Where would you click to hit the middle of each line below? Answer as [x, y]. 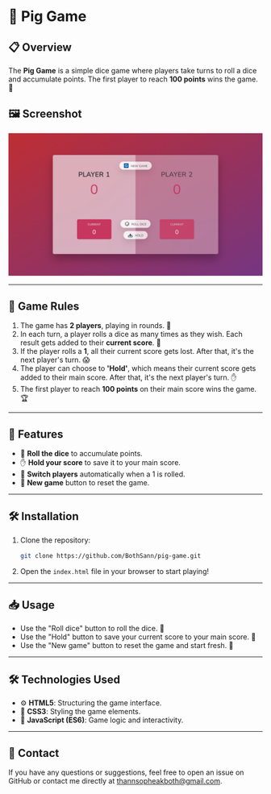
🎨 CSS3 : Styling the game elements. [80, 712]
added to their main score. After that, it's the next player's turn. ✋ [129, 377]
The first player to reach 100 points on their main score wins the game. [138, 389]
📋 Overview [40, 47]
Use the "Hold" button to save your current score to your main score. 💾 [138, 637]
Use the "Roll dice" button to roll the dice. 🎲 [92, 629]
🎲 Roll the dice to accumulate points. [81, 453]
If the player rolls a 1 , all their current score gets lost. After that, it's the [137, 351]
